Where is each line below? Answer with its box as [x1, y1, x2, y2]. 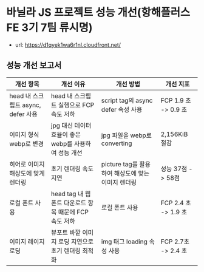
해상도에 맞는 [114, 169, 150, 177]
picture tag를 [101, 160, 138, 168]
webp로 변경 [9, 139, 44, 148]
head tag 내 [50, 189, 84, 198]
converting [101, 139, 132, 148]
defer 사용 [9, 110, 38, 118]
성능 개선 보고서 [6, 60, 62, 70]
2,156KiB [160, 130, 188, 138]
